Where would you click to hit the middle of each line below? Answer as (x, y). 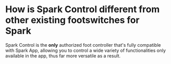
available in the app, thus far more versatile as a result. (63, 56)
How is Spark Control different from (82, 9)
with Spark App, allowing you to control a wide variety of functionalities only (86, 50)
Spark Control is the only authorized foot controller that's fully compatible (83, 45)
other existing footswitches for (72, 20)
